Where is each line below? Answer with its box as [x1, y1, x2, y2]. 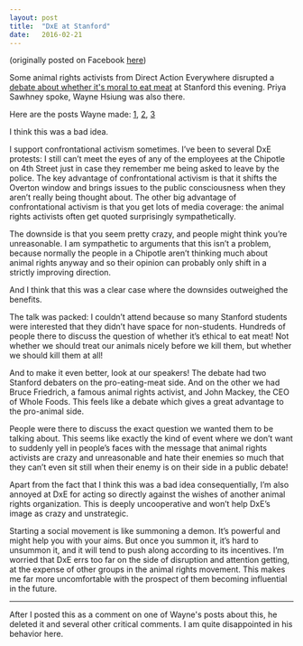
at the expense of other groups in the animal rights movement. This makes [9, 564, 286, 575]
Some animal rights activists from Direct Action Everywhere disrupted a [9, 72, 275, 83]
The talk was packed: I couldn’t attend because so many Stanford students [9, 312, 288, 323]
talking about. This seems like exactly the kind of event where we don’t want [9, 433, 293, 444]
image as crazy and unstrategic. [9, 508, 129, 520]
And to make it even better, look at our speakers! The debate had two [9, 368, 267, 379]
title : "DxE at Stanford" [9, 22, 111, 31]
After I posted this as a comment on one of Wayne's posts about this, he [9, 609, 278, 620]
